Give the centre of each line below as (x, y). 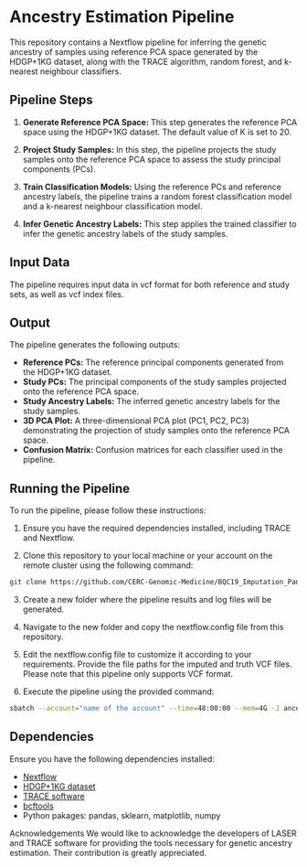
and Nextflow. (49, 538)
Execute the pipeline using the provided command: (118, 691)
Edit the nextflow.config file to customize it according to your (137, 655)
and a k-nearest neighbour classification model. (112, 206)
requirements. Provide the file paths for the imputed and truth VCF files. (157, 664)
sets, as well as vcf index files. (67, 294)
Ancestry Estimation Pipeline (122, 17)
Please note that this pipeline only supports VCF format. (128, 674)
